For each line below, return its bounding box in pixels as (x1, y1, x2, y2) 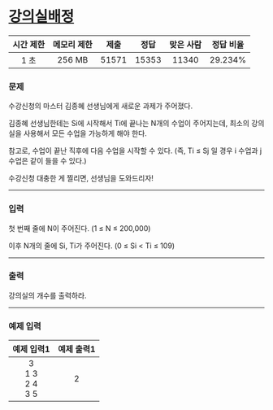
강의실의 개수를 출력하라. (8, 290, 87, 300)
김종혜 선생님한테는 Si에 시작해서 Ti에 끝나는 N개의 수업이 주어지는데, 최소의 (8, 119, 250, 129)
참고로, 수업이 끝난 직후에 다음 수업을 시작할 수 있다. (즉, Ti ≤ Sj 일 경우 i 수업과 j (8, 146, 262, 155)
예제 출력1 (58, 343, 96, 355)
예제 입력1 (12, 343, 50, 355)
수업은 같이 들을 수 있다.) (8, 156, 87, 166)
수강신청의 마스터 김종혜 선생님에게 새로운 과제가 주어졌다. (8, 101, 193, 111)
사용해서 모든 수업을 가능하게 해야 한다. (23, 129, 148, 138)
